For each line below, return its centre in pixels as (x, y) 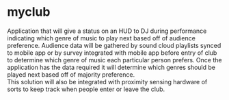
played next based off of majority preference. (71, 74)
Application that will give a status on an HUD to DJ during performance (107, 31)
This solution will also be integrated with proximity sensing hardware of (107, 82)
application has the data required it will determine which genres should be (111, 67)
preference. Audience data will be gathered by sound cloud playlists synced (114, 45)
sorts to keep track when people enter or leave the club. (86, 89)
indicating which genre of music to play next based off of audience (102, 38)
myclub (29, 12)
